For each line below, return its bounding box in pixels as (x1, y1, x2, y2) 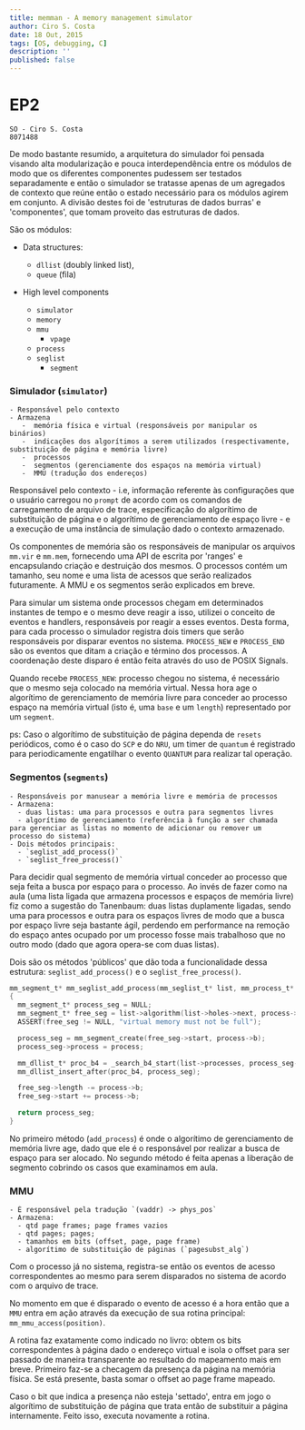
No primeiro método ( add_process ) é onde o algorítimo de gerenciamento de (9, 1133, 294, 1144)
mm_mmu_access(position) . (9, 1317, 106, 1328)
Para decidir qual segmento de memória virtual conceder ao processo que (9, 871, 288, 882)
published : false (9, 55, 75, 65)
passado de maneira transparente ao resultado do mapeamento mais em (9, 1355, 281, 1365)
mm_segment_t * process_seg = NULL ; (17, 1000, 152, 1009)
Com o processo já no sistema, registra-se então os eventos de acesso (9, 1261, 276, 1272)
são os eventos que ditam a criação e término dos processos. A (9, 646, 248, 657)
